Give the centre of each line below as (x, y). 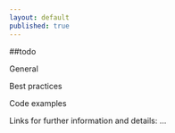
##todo (23, 51)
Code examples (38, 103)
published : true (39, 26)
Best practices (36, 86)
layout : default (39, 17)
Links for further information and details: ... (88, 121)
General (24, 69)
